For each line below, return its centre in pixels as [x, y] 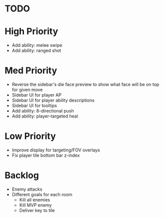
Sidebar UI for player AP [37, 95]
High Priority [31, 32]
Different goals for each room [42, 194]
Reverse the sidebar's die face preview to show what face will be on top [85, 85]
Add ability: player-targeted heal [45, 116]
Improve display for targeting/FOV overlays [56, 150]
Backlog [22, 175]
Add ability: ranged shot [37, 51]
